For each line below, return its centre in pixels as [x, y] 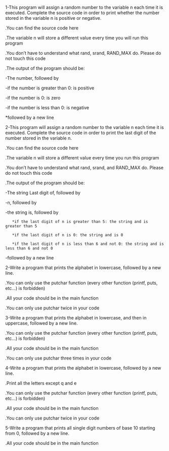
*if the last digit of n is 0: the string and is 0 [68, 235]
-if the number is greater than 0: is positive [50, 88]
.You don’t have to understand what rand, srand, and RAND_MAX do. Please [85, 168]
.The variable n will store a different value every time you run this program [82, 158]
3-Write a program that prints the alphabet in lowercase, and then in [76, 318]
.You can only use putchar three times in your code [58, 358]
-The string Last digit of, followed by [43, 193]
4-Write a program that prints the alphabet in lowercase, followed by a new [83, 368]
